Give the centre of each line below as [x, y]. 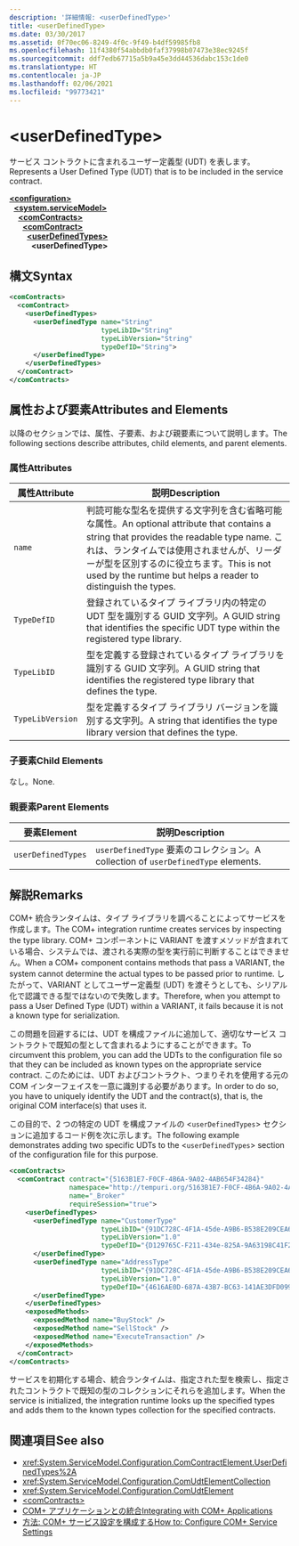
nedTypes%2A [49, 1472]
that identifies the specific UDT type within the [183, 627]
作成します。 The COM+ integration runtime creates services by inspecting [145, 929]
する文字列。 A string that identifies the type [186, 720]
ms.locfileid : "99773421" [57, 92]
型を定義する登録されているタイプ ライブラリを [185, 655]
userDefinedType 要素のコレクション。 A [178, 850]
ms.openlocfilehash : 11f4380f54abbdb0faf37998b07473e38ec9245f [129, 51]
